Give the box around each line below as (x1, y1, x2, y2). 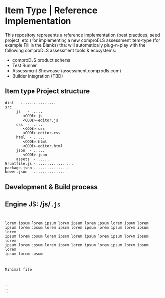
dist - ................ (5, 100, 56, 105)
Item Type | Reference (5, 5, 98, 16)
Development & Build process (5, 183, 98, 191)
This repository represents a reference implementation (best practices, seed (5, 32, 160, 38)
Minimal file (5, 267, 32, 272)
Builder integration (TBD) (12, 73, 63, 79)
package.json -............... (5, 165, 69, 170)
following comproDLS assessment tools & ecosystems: (5, 47, 117, 53)
